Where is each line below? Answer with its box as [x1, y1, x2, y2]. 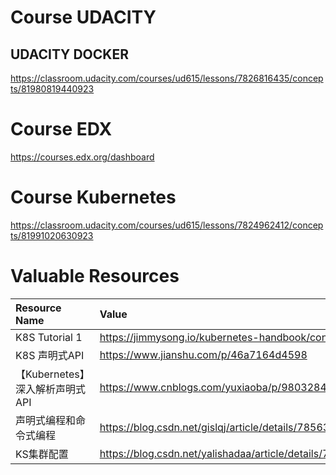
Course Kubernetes [10, 186, 177, 209]
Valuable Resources [10, 265, 180, 288]
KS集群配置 [15, 447, 69, 461]
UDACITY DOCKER [10, 46, 129, 63]
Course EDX [10, 118, 113, 141]
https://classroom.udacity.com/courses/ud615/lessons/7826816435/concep [10, 72, 324, 84]
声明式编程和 [15, 413, 77, 427]
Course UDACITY [10, 6, 157, 29]
